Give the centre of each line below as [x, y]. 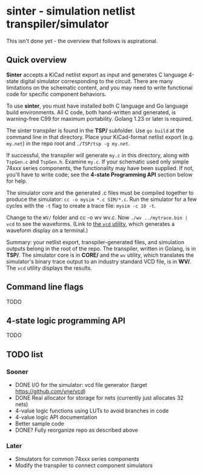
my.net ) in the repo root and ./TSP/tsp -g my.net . [68, 143]
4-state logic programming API [66, 320]
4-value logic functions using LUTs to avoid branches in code [92, 411]
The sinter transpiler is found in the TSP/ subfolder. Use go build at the [95, 130]
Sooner [17, 372]
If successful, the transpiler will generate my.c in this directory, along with [98, 155]
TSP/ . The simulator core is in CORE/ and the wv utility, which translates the [100, 255]
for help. [17, 181]
